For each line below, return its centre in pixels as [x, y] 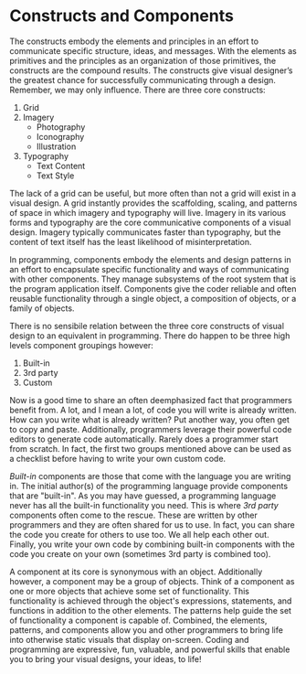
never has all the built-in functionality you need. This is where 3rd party [144, 505]
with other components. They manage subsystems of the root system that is [153, 279]
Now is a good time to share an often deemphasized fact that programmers [151, 400]
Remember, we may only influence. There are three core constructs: [138, 90]
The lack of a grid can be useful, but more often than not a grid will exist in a [153, 193]
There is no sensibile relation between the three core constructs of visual [147, 326]
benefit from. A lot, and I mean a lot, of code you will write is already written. [153, 410]
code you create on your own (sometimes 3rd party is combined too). [140, 553]
